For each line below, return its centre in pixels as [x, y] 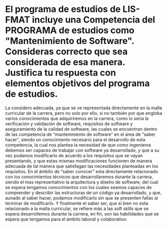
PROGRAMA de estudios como [70, 30]
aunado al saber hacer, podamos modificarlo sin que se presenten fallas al [82, 198]
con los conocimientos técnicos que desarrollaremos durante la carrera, [79, 177]
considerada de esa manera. [65, 62]
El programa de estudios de [63, 9]
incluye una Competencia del [94, 20]
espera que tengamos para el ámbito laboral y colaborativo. [66, 219]
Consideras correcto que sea [67, 52]
